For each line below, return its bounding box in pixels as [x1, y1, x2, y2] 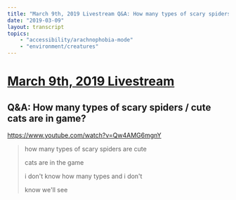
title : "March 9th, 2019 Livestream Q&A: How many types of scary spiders [7, 10, 231, 18]
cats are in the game [24, 158, 84, 166]
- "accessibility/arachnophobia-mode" [20, 37, 133, 44]
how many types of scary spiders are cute [24, 145, 147, 153]
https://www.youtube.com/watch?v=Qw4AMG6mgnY [7, 131, 162, 139]
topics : [7, 30, 30, 37]
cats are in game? [7, 112, 86, 124]
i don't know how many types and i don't [24, 172, 143, 180]
